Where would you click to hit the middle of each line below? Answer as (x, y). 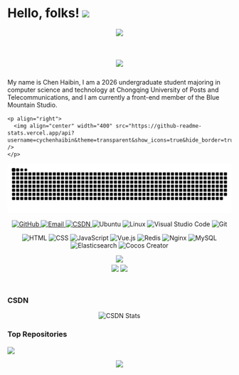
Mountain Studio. (32, 105)
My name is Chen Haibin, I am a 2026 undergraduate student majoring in (114, 82)
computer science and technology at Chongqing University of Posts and (113, 90)
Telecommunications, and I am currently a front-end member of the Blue (113, 97)
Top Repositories (37, 334)
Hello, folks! (43, 13)
